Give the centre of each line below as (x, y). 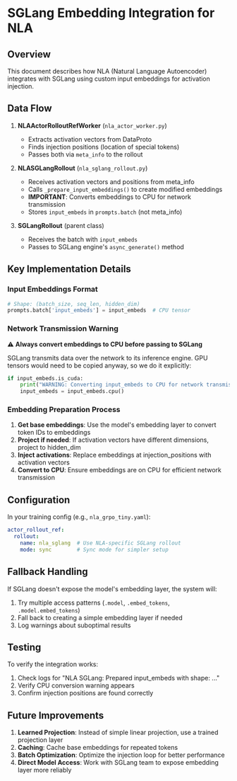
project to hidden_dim (49, 447)
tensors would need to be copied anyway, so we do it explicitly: (99, 365)
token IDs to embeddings (54, 433)
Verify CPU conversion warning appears (76, 685)
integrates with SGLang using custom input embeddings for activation (109, 79)
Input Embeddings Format (53, 290)
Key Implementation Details (69, 269)
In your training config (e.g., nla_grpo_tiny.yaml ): (79, 517)
